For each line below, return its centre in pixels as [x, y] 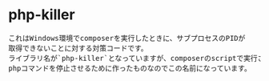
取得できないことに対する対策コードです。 [78, 48]
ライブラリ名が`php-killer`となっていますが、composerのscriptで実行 [133, 58]
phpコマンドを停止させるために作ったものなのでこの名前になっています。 [130, 68]
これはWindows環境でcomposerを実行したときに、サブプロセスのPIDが [127, 38]
